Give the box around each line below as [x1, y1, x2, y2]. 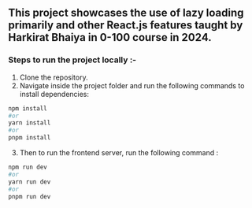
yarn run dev [8, 177, 51, 186]
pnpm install [8, 134, 51, 142]
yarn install [8, 119, 51, 127]
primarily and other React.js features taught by [8, 19, 243, 32]
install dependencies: [19, 89, 89, 98]
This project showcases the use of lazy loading [8, 6, 244, 20]
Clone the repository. [19, 72, 88, 82]
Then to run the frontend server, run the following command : [19, 148, 219, 158]
